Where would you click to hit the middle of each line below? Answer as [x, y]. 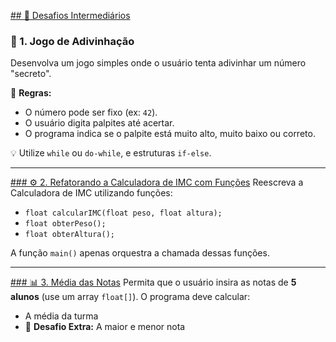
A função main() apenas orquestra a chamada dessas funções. [140, 253]
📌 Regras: [31, 93]
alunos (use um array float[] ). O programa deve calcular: [130, 297]
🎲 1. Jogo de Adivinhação [72, 41]
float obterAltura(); [69, 235]
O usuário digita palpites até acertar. [99, 123]
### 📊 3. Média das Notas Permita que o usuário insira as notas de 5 [153, 282]
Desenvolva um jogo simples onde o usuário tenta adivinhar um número [158, 63]
